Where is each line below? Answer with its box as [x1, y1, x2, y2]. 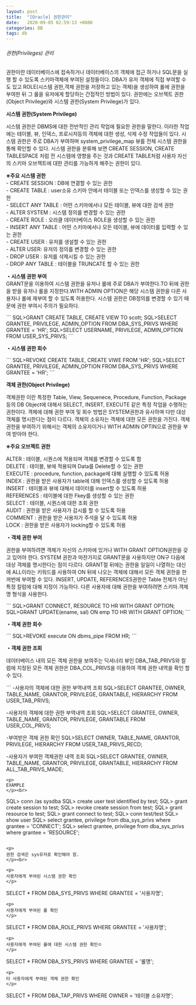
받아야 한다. [12, 430, 39, 438]
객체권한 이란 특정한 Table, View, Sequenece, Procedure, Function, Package [6, 394, 187, 401]
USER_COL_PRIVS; [6, 722, 51, 729]
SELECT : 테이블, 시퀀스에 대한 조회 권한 [6, 500, 99, 507]
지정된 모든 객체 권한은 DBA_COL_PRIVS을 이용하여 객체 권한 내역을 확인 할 [16, 665, 190, 672]
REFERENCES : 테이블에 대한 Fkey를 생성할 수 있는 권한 [6, 492, 135, 500]
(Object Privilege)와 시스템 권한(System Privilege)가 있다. [6, 98, 141, 105]
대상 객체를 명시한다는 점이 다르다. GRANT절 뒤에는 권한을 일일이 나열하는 [6, 561, 176, 568]
